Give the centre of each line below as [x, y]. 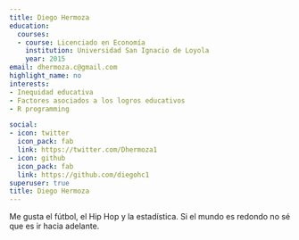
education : [29, 26]
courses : [33, 34]
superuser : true [39, 183]
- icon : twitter [39, 133]
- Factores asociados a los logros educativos [97, 100]
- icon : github [37, 158]
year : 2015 [46, 59]
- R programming [39, 109]
